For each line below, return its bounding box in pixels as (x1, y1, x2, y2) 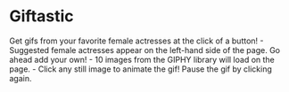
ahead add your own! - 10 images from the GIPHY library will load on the (9, 54, 275, 65)
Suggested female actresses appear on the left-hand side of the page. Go (9, 44, 281, 55)
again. (9, 73, 33, 83)
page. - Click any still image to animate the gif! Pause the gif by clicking (9, 64, 272, 74)
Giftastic (9, 6, 74, 27)
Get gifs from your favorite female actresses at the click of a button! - (9, 35, 264, 46)
